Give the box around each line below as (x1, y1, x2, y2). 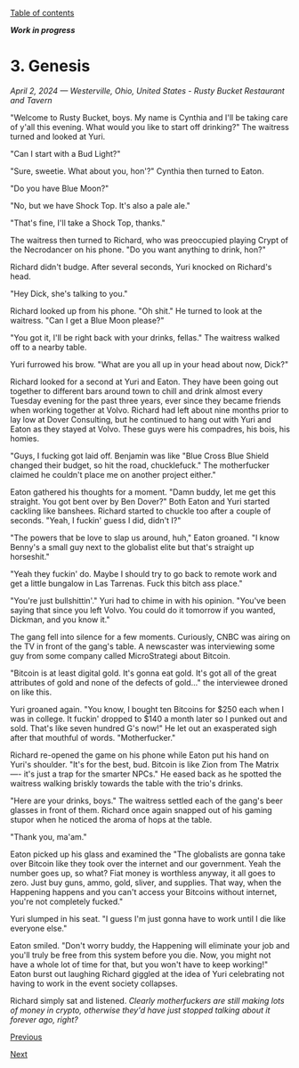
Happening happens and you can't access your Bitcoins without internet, (10, 886, 278, 897)
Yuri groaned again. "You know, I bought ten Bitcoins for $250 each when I (10, 703, 284, 714)
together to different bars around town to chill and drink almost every (10, 385, 263, 396)
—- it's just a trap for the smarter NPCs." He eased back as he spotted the (10, 768, 282, 779)
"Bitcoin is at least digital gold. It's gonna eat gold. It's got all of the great (10, 668, 277, 678)
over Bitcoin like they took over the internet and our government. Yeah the (10, 858, 281, 868)
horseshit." (10, 551, 50, 562)
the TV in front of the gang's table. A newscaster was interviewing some (10, 641, 275, 652)
